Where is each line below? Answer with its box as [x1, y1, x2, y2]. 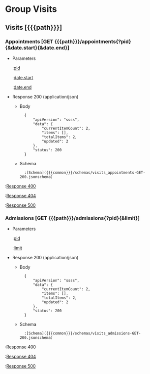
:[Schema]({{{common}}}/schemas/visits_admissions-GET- [24, 331, 141, 336]
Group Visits [5, 3, 58, 15]
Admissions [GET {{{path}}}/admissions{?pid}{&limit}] [5, 214, 140, 221]
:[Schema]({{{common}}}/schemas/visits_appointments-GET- [24, 170, 146, 175]
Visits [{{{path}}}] [5, 23, 62, 32]
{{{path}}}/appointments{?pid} [54, 38, 131, 45]
